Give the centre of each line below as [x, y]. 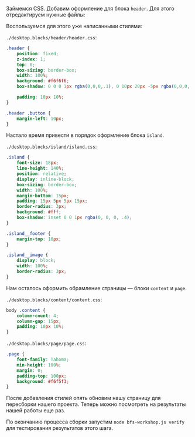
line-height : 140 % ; [40, 169]
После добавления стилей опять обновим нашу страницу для [83, 398]
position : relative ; [42, 174]
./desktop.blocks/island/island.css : [52, 147]
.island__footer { [28, 233]
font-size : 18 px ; [38, 163]
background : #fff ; [39, 212]
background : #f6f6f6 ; [43, 81]
